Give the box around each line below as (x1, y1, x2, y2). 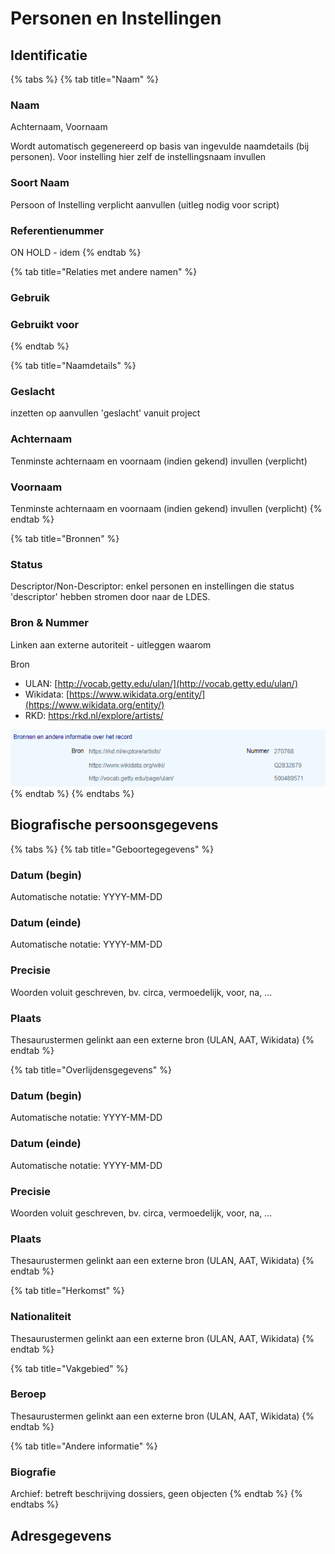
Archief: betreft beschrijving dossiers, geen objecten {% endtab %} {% (10, 1488, 303, 1500)
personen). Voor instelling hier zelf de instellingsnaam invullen (10, 151, 267, 163)
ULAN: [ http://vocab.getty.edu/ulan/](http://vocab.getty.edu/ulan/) (24, 677, 298, 689)
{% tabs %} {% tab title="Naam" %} (10, 73, 159, 85)
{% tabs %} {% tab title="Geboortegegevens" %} (10, 843, 215, 855)
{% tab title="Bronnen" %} (10, 533, 120, 544)
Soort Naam (10, 176, 70, 190)
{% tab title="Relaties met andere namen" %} (10, 265, 198, 277)
